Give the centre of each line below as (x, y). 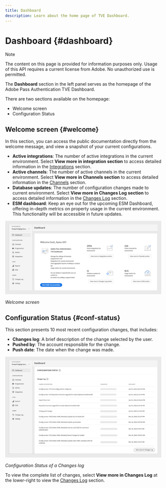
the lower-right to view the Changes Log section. (55, 480)
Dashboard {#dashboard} (59, 41)
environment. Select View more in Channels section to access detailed (85, 177)
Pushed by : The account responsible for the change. (66, 344)
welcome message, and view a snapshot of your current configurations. (79, 146)
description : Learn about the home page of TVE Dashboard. (67, 16)
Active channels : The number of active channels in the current (77, 172)
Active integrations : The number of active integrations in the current (83, 156)
